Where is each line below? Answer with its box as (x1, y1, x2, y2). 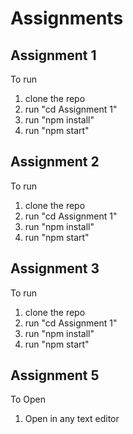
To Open (10, 393, 46, 406)
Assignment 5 (10, 367, 100, 384)
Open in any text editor (24, 413, 120, 425)
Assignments (10, 7, 124, 30)
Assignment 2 (10, 153, 100, 171)
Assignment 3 (10, 260, 100, 277)
